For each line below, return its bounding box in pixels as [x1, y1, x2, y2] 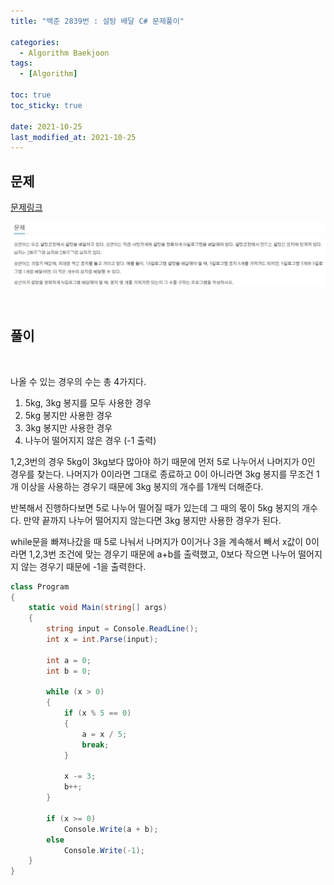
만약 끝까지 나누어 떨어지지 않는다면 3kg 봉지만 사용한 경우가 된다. [23, 514, 282, 526]
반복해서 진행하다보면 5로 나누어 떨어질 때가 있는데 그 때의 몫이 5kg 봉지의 [10, 501, 300, 514]
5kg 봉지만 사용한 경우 [24, 409, 113, 421]
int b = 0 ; [46, 666, 92, 676]
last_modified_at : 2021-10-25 [10, 132, 137, 142]
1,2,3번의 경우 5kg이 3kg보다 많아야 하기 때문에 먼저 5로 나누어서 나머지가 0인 [10, 455, 316, 467]
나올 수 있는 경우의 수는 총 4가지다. [10, 375, 147, 387]
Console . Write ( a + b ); [63, 824, 159, 834]
